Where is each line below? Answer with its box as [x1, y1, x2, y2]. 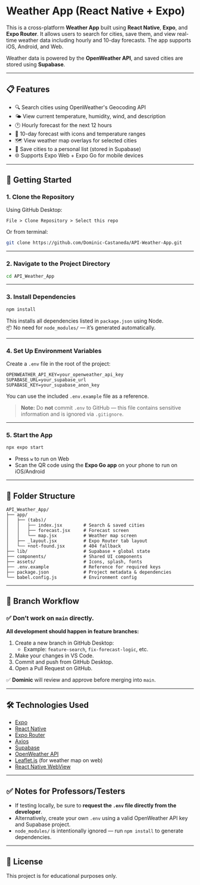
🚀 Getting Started [6, 175, 72, 185]
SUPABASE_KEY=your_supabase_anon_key [6, 382, 100, 388]
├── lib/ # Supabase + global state [6, 548, 151, 554]
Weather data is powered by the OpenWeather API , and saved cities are [6, 54, 183, 61]
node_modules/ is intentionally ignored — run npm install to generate [14, 827, 183, 834]
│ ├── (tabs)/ [6, 517, 46, 523]
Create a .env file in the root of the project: [6, 360, 111, 367]
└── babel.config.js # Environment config [6, 574, 137, 580]
